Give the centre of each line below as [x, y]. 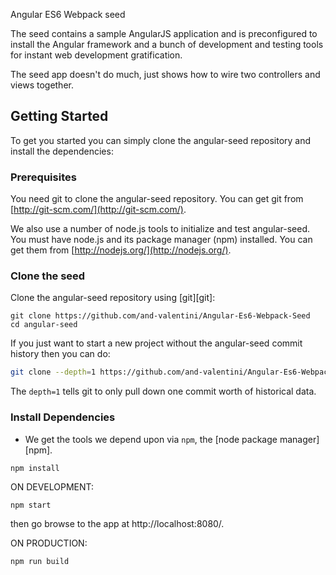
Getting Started [59, 116]
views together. [42, 85]
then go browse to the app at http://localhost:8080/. [117, 523]
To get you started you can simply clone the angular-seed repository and [161, 140]
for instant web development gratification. [96, 55]
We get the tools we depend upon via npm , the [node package [151, 439]
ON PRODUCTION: [49, 543]
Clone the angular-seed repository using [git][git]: [113, 298]
